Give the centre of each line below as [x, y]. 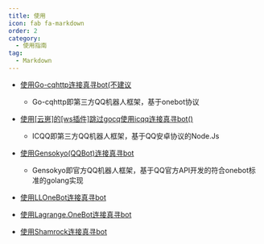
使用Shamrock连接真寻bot [63, 231]
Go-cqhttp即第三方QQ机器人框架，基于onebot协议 [115, 101]
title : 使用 [27, 16]
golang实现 [65, 180]
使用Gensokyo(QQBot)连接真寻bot [77, 153]
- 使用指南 [31, 46]
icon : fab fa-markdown [46, 23]
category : [25, 38]
